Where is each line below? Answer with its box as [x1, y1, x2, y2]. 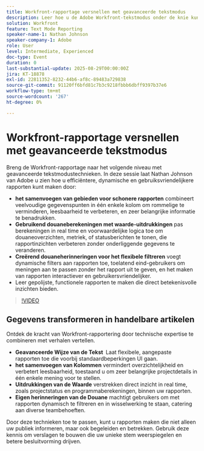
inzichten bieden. [15, 285, 59, 292]
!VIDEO [21, 297, 39, 304]
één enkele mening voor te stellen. [15, 375, 102, 382]
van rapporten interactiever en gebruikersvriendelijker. [15, 272, 152, 279]
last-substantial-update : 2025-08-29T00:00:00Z [6, 65, 129, 72]
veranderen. [15, 246, 46, 254]
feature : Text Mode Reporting [6, 25, 83, 32]
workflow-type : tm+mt [6, 88, 61, 94]
